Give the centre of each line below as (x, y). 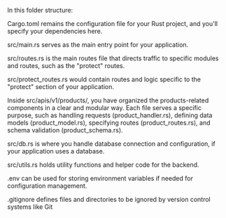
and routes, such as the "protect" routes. (66, 66)
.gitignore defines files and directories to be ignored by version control (109, 199)
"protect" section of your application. (61, 87)
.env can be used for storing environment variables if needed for (100, 178)
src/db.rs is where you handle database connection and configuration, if (111, 144)
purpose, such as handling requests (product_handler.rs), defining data (110, 115)
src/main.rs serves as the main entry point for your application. (98, 45)
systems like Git (30, 207)
